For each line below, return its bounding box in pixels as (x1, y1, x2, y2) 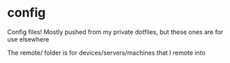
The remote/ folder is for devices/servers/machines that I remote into (7, 48, 206, 57)
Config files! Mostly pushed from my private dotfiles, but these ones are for (7, 28, 224, 36)
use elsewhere (7, 35, 49, 43)
